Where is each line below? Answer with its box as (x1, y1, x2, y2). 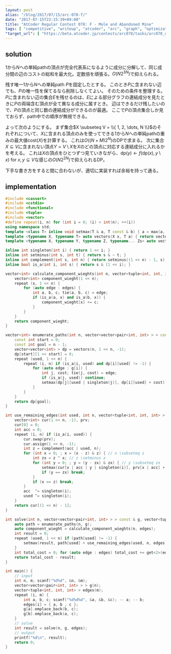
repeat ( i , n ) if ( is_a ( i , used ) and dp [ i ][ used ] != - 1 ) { (23, 361, 152, 366)
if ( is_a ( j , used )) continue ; (41, 375, 106, 380)
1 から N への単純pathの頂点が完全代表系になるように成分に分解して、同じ (5, 64, 158, 70)
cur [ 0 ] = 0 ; (14, 423, 40, 428)
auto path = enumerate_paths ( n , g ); (14, 521, 93, 527)
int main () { (5, 569, 33, 574)
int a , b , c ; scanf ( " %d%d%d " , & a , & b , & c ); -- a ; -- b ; (23, 597, 145, 602)
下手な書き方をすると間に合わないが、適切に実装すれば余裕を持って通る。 (5, 167, 161, 173)
